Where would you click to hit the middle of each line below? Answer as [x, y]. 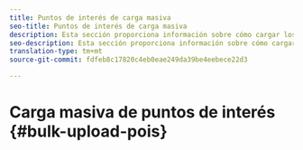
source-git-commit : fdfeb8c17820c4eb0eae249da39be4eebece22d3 [129, 60]
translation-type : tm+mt [56, 52]
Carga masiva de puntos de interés [142, 112]
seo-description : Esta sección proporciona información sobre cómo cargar [153, 43]
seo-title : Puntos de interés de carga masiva [98, 26]
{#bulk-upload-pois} [89, 131]
